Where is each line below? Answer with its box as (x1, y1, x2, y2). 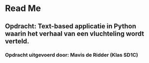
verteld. (5, 37, 30, 45)
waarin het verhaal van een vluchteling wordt (5, 29, 144, 38)
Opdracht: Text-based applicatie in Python (5, 22, 136, 30)
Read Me (5, 3, 41, 14)
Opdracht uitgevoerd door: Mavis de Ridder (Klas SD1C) (5, 51, 138, 58)
